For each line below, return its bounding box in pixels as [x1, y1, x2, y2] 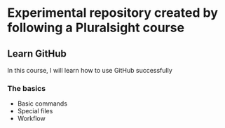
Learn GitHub [7, 48, 67, 59]
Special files [17, 107, 53, 115]
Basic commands [17, 99, 68, 108]
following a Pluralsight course [7, 20, 184, 36]
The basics [7, 83, 46, 93]
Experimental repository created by [7, 5, 219, 21]
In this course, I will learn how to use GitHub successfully [7, 66, 173, 74]
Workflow [17, 114, 46, 123]
